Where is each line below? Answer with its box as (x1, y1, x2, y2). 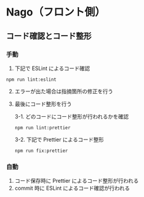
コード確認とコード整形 (6, 31, 91, 41)
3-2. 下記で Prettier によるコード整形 (14, 136, 104, 143)
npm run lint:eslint (6, 77, 57, 82)
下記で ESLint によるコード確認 (14, 65, 90, 72)
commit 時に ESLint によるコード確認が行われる (14, 185, 130, 192)
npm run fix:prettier (14, 148, 68, 154)
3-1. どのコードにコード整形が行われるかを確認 (14, 113, 129, 120)
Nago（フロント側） (6, 5, 106, 19)
